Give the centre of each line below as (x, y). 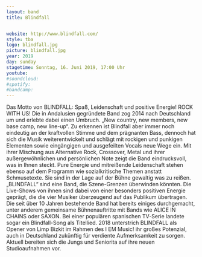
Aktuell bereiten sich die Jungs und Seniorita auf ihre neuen (80, 242)
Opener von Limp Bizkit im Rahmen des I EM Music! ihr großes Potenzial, (96, 229)
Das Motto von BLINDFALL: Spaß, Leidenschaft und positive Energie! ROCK (100, 107)
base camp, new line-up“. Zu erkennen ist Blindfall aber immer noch (90, 126)
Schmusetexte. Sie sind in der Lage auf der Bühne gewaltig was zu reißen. (99, 178)
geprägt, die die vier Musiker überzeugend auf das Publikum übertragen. (97, 197)
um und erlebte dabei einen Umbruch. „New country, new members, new (97, 120)
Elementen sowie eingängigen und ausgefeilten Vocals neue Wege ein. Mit (99, 146)
